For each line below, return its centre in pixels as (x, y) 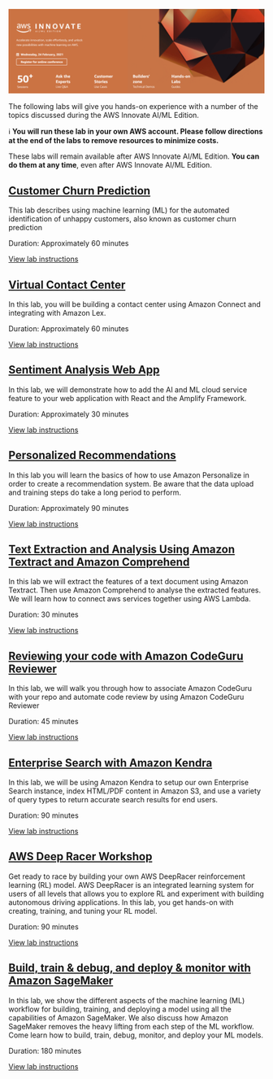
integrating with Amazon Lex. (57, 312)
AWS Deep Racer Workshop (80, 856)
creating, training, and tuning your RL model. (83, 911)
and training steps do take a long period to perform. (95, 492)
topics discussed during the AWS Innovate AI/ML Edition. (104, 116)
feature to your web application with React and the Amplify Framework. (128, 398)
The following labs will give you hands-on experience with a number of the (133, 107)
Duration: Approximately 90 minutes (69, 508)
